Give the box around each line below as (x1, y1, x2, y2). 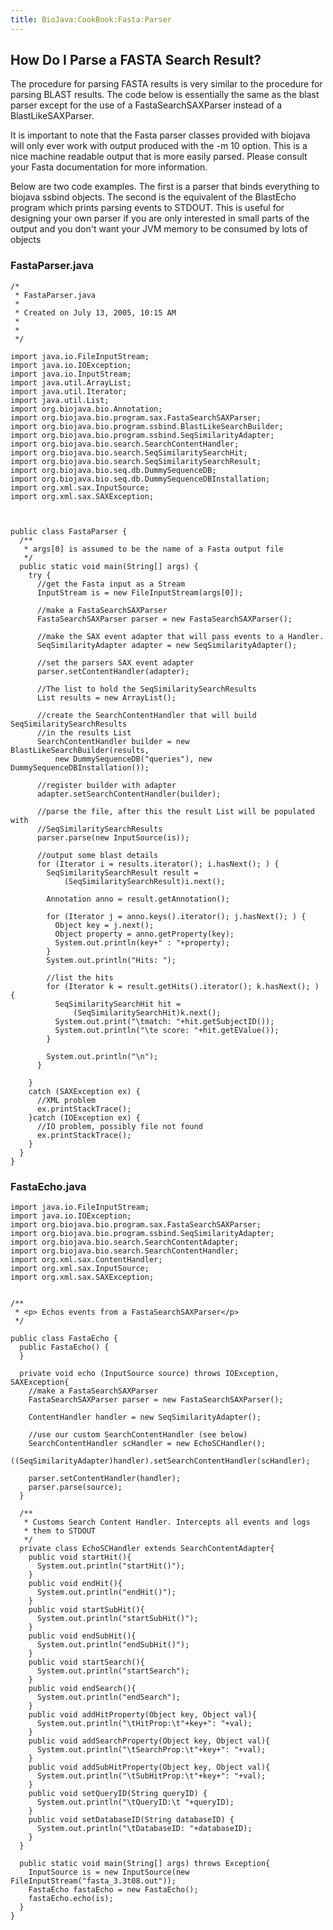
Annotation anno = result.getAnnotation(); (46, 894, 230, 904)
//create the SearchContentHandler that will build (36, 710, 257, 720)
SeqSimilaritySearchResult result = (46, 867, 199, 878)
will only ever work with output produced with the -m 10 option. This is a (10, 140, 308, 152)
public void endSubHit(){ (28, 1631, 137, 1641)
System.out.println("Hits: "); (46, 955, 177, 965)
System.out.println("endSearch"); (36, 1692, 182, 1703)
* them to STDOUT (23, 1526, 97, 1536)
